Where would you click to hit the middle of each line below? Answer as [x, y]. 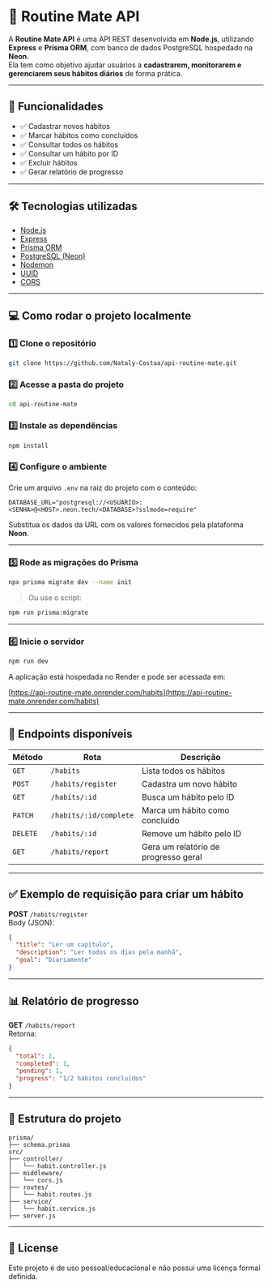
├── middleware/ [36, 1173]
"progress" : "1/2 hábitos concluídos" [81, 1079]
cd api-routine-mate [43, 405]
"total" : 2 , [36, 1056]
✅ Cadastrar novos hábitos [65, 126]
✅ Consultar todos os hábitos [69, 144]
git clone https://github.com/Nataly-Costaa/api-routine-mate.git [123, 363]
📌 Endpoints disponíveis [70, 734]
